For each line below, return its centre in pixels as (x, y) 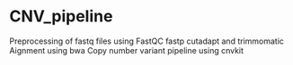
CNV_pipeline (61, 16)
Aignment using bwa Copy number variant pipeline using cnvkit (127, 50)
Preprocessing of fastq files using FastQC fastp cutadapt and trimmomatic (147, 41)
